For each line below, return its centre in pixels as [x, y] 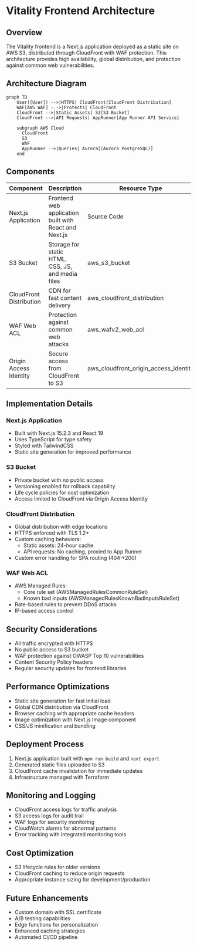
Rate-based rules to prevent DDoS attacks [66, 604]
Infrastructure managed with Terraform [62, 777]
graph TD [17, 97]
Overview [24, 33]
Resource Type [141, 188]
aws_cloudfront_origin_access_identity [141, 368]
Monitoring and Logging [51, 795]
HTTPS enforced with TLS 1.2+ [52, 533]
